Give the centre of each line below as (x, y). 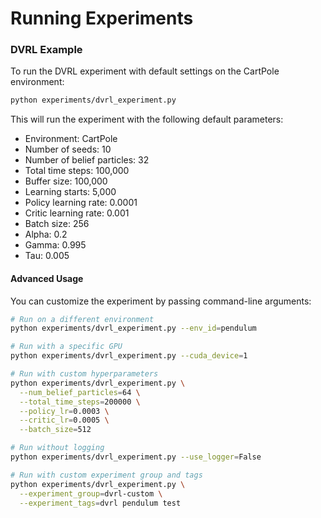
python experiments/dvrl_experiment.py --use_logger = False (136, 457)
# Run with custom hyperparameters (84, 374)
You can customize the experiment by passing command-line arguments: (161, 301)
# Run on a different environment (82, 319)
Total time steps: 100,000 (77, 171)
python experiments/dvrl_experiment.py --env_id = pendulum (133, 328)
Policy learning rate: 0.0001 (81, 203)
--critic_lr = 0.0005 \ (64, 420)
